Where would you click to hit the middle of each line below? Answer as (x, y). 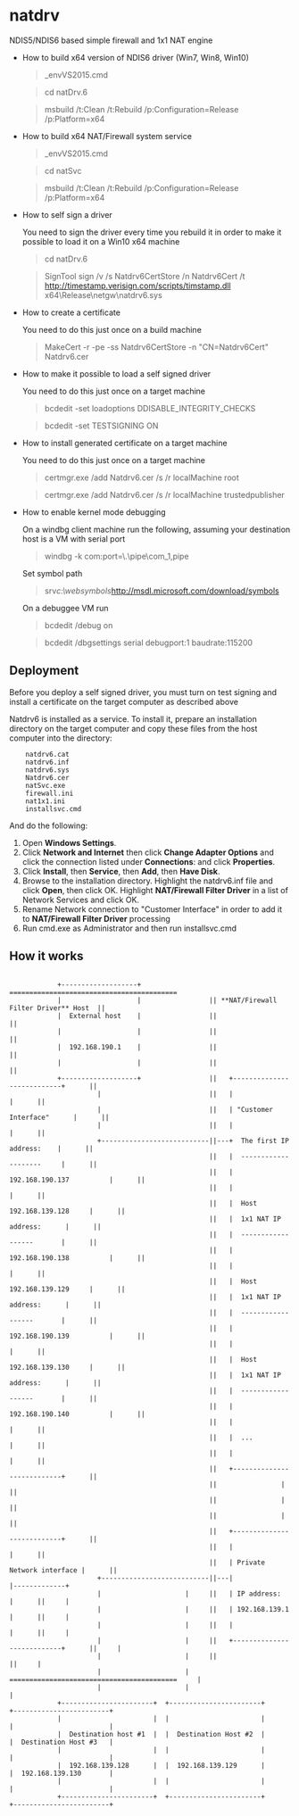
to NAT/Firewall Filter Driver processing (96, 918)
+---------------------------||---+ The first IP (193, 1140)
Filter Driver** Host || (57, 1008)
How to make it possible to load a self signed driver (116, 373)
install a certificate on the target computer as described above (124, 701)
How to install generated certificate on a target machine (125, 443)
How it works (46, 956)
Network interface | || (63, 1570)
